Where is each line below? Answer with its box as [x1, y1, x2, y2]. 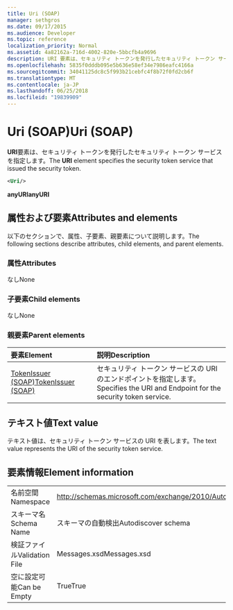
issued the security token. [7, 164, 82, 172]
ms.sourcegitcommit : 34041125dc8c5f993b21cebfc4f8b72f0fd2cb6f [7, 68, 194, 75]
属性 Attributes [7, 258, 57, 268]
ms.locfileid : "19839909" [7, 94, 82, 101]
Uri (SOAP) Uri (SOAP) [7, 124, 134, 139]
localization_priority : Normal [7, 42, 98, 49]
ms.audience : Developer [7, 29, 76, 37]
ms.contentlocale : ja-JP [7, 81, 79, 88]
